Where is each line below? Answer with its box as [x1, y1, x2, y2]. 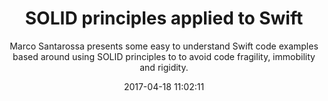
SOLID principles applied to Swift [24, 7, 304, 30]
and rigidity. [139, 61, 189, 73]
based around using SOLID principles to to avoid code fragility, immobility [12, 50, 316, 62]
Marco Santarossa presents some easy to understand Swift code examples [9, 40, 319, 52]
